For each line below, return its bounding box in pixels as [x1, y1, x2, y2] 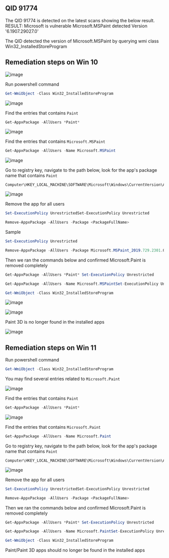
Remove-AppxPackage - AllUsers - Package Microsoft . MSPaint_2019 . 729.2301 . [5, 247, 163, 253]
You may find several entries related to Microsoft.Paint [5, 376, 120, 382]
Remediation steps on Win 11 [5, 343, 97, 352]
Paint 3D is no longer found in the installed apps [5, 319, 105, 325]
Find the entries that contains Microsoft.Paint [5, 424, 101, 430]
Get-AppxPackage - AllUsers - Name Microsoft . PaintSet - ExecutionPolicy [5, 529, 154, 534]
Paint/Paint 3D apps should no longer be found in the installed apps [5, 547, 145, 553]
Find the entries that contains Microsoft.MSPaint [5, 138, 106, 144]
